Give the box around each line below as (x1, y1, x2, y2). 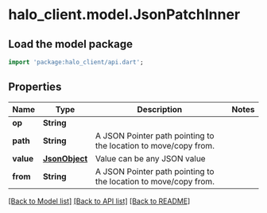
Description (137, 103, 183, 114)
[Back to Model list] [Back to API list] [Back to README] (8, 196, 191, 206)
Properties (8, 80, 62, 94)
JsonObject (42, 153, 88, 164)
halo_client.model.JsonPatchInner (8, 6, 241, 24)
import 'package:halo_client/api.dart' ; (8, 58, 145, 66)
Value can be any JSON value (95, 153, 206, 164)
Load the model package (8, 37, 133, 51)
